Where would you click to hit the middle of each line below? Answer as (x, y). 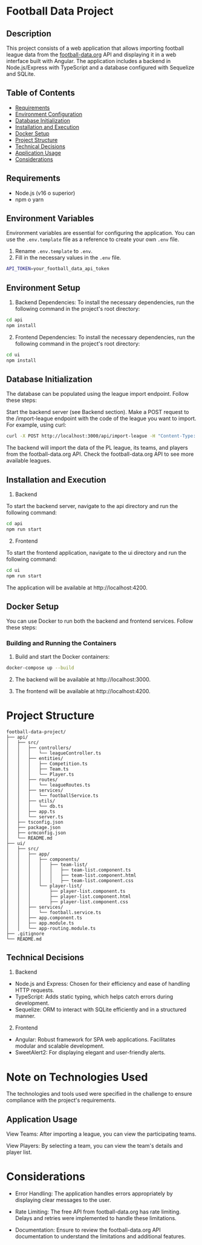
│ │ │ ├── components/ (43, 859)
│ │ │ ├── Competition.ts (47, 764)
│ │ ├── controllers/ (39, 748)
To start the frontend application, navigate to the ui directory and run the (96, 552)
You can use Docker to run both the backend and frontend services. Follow (100, 621)
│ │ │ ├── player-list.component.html (69, 897)
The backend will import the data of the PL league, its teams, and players (97, 448)
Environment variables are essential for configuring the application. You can (101, 233)
